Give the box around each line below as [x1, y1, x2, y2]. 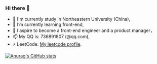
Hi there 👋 [5, 5, 30, 12]
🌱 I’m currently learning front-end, [12, 21, 84, 27]
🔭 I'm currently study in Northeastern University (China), [12, 16, 131, 22]
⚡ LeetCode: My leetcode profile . [12, 41, 82, 47]
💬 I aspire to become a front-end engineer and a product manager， [12, 27, 155, 34]
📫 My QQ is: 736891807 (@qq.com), [12, 34, 90, 40]
